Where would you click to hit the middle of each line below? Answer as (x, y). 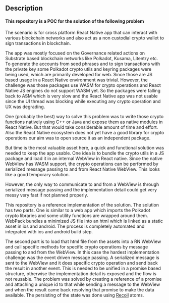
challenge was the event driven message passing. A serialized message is (82, 258)
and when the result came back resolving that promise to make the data (80, 289)
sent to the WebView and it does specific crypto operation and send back (81, 263)
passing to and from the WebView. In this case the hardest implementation (82, 252)
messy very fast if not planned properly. (47, 195)
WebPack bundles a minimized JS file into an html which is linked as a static (84, 221)
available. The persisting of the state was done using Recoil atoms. (75, 295)
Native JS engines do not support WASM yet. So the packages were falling (83, 90)
